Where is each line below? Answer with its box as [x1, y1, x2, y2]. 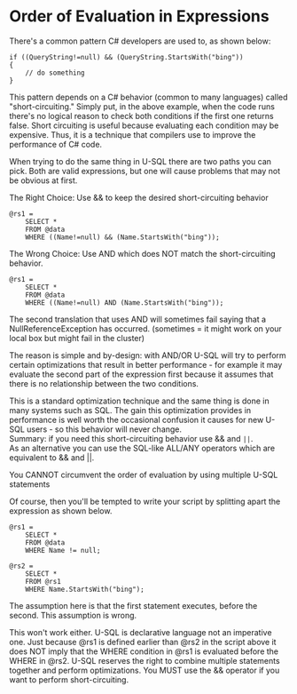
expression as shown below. [9, 505, 113, 516]
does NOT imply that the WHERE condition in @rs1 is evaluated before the [9, 646, 279, 657]
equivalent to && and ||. [9, 451, 95, 463]
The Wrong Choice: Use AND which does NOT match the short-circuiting [9, 248, 277, 259]
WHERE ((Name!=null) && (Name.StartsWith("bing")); [25, 233, 220, 242]
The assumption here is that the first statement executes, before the [9, 600, 258, 610]
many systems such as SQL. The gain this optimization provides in [9, 404, 251, 415]
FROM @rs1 [25, 577, 62, 586]
